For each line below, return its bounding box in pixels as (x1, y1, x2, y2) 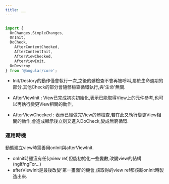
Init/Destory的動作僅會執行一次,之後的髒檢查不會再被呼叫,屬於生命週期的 (12, 78, 163, 84)
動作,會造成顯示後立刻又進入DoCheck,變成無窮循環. (21, 118, 129, 124)
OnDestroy (10, 63, 30, 68)
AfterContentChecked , (14, 44, 60, 50)
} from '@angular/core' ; (5, 68, 58, 73)
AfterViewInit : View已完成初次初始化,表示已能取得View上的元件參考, (12, 95, 155, 101)
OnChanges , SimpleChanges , (10, 30, 65, 35)
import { (5, 26, 24, 31)
